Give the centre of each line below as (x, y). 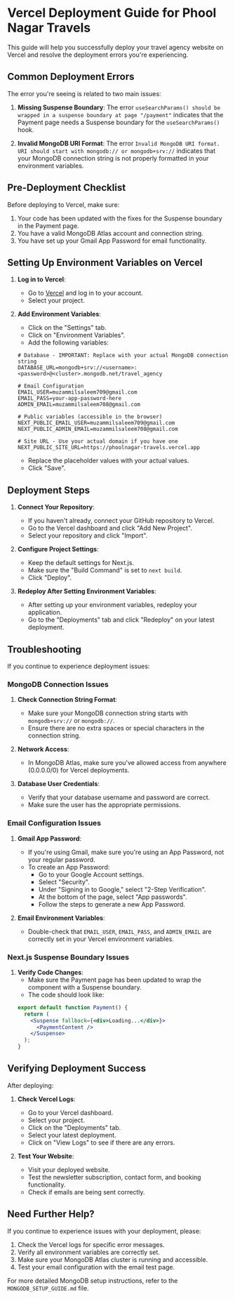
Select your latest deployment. (72, 1135)
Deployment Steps (48, 490)
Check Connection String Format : (67, 700)
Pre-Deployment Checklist (67, 188)
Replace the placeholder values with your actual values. (108, 460)
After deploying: (31, 1085)
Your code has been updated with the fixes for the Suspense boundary (120, 218)
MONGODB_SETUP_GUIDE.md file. (48, 1288)
